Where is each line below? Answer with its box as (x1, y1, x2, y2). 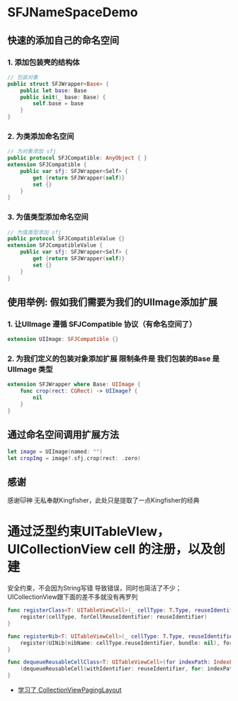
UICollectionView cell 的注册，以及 (7, 542, 213, 557)
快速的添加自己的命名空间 (7, 34, 119, 46)
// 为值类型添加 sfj (7, 228, 62, 236)
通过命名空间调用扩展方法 (7, 429, 119, 441)
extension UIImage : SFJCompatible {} (7, 336, 119, 343)
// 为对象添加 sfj (7, 148, 57, 155)
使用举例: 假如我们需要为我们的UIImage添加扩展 (7, 296, 218, 308)
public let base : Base (20, 86, 87, 94)
